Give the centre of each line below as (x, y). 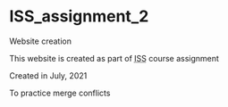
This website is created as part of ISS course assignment (114, 58)
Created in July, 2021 (48, 75)
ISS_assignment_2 (79, 16)
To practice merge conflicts (60, 93)
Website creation (40, 41)
